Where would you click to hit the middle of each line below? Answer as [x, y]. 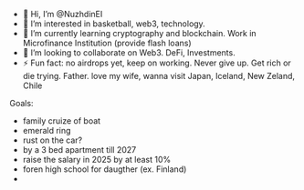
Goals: [21, 103]
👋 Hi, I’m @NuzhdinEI [63, 14]
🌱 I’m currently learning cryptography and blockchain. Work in [140, 33]
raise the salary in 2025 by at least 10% [97, 160]
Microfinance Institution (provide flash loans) [107, 43]
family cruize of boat [62, 121]
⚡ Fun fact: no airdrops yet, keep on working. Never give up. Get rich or [157, 63]
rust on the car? [52, 140]
